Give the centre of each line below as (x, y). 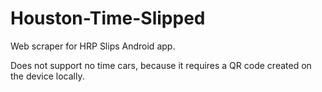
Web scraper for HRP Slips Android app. (93, 46)
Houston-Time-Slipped (108, 18)
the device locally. (47, 76)
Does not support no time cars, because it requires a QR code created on (161, 65)
